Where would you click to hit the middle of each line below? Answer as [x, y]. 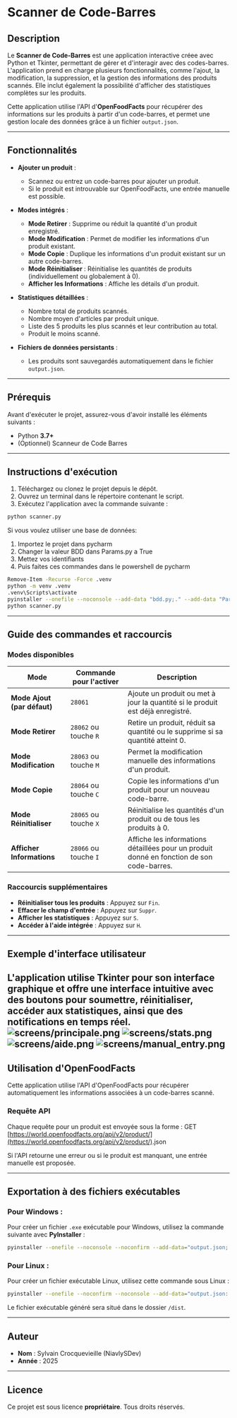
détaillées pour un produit [170, 848]
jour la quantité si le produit [173, 703]
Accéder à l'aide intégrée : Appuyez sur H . [80, 925]
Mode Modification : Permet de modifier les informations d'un [119, 238]
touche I [85, 857]
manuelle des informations [172, 761]
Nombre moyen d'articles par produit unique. [93, 318]
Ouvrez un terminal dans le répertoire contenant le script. [101, 496]
